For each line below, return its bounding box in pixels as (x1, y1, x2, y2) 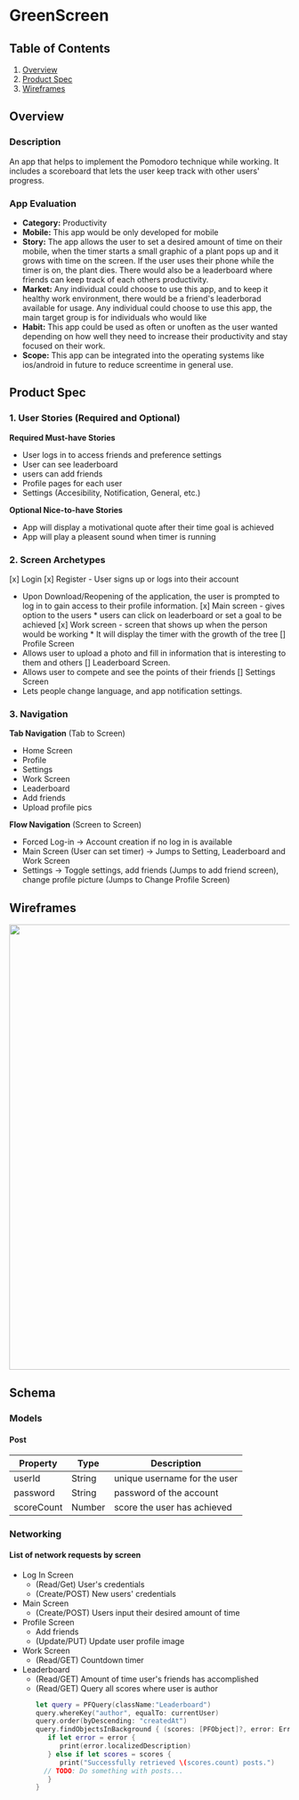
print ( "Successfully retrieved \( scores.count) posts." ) (59, 1758, 276, 1767)
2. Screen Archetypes (9, 553, 106, 566)
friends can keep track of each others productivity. (21, 273, 209, 285)
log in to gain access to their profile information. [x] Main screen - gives (21, 600, 286, 611)
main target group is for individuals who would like (21, 312, 207, 322)
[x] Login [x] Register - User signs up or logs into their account (9, 574, 239, 584)
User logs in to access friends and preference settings (21, 449, 222, 460)
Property (19, 1457, 58, 1470)
